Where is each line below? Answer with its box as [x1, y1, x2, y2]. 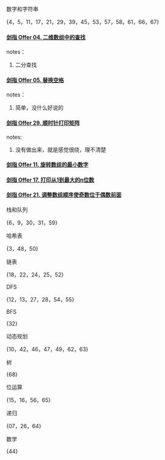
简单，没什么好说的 [15, 104, 64, 111]
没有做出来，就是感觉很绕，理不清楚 [15, 146, 107, 153]
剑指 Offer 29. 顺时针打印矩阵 [6, 119, 80, 127]
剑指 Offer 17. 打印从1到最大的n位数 [6, 176, 94, 184]
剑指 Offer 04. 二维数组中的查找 [6, 33, 86, 41]
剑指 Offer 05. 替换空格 [6, 76, 65, 84]
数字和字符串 [6, 6, 38, 12]
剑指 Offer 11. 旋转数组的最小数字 [6, 161, 89, 168]
